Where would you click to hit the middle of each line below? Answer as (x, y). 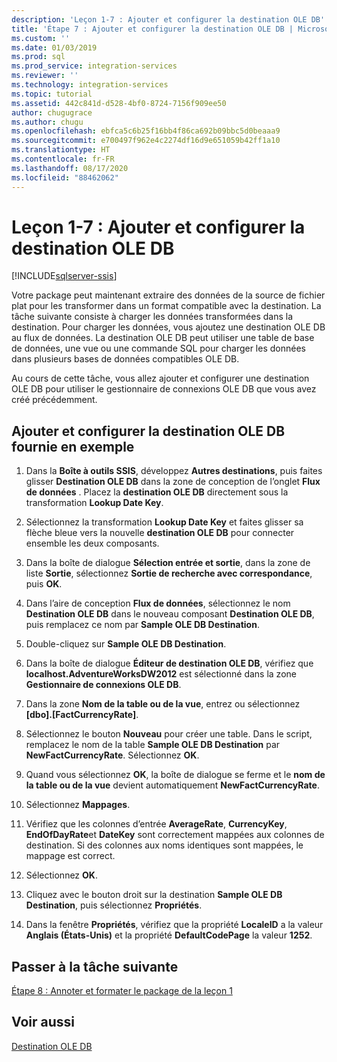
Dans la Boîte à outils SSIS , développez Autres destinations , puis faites (174, 471)
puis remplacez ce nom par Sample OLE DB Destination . (142, 625)
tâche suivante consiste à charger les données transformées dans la (152, 317)
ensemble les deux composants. (92, 543)
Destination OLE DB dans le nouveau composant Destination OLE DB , (170, 614)
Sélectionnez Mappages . (78, 805)
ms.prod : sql (38, 57)
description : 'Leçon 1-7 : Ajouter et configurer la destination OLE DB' (168, 19)
